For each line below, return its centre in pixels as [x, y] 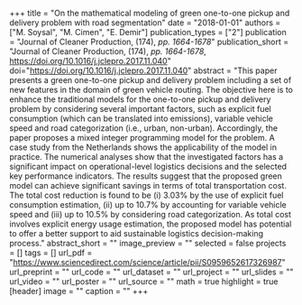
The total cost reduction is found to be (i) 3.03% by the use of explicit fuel [146, 195]
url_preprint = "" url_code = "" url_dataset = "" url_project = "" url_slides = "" [151, 272]
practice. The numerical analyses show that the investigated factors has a [146, 157]
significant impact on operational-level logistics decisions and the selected [148, 166]
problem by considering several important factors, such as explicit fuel [141, 109]
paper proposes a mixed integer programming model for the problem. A [142, 138]
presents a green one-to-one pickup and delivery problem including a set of [151, 80]
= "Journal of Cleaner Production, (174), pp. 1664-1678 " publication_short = [149, 42]
